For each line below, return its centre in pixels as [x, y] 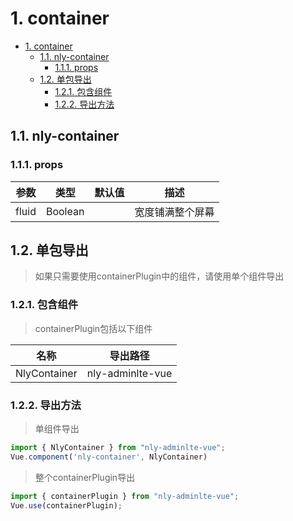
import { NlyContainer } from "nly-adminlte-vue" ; [118, 448]
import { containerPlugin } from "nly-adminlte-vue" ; [125, 496]
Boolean [65, 211]
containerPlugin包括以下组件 [93, 328]
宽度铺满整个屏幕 [174, 212]
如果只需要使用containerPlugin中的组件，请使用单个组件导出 [159, 276]
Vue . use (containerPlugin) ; [66, 505]
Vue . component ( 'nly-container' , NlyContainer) [109, 457]
